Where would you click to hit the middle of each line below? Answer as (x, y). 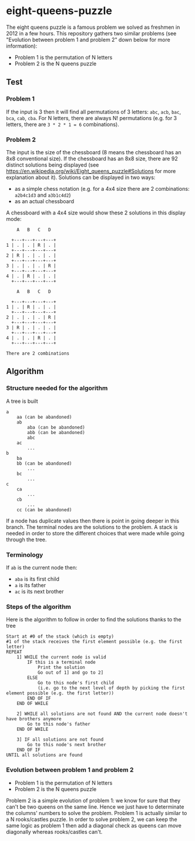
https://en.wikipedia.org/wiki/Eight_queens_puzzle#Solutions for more (91, 171)
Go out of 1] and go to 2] (70, 673)
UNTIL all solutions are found (44, 755)
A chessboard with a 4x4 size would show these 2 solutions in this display (96, 213)
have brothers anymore (34, 719)
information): (22, 46)
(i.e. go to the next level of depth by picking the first (111, 688)
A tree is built (22, 401)
